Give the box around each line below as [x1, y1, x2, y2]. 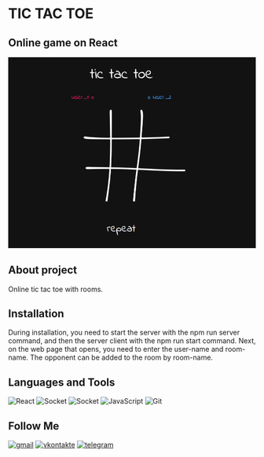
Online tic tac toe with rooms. [8, 284, 104, 294]
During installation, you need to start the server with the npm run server [8, 327, 240, 338]
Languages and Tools [8, 375, 115, 389]
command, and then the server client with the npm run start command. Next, [8, 336, 256, 345]
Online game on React [8, 36, 118, 49]
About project [8, 264, 77, 277]
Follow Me [8, 419, 60, 433]
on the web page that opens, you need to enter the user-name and [8, 345, 224, 354]
